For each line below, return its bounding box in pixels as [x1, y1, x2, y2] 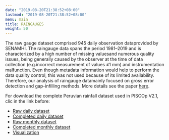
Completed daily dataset [12, 113, 64, 119]
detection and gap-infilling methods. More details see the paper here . [5, 83, 150, 89]
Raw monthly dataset [12, 119, 57, 125]
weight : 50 [5, 26, 28, 31]
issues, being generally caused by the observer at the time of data [5, 56, 143, 62]
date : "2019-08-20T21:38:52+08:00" [5, 7, 80, 13]
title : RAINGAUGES [5, 21, 44, 27]
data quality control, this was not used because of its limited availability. [5, 72, 155, 78]
